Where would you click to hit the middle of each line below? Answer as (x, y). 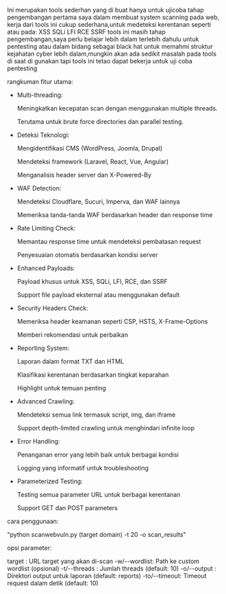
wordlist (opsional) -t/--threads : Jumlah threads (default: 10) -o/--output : (112, 569)
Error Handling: (38, 441)
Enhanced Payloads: (46, 268)
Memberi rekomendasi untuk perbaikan (73, 335)
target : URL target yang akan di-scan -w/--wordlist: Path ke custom (103, 561)
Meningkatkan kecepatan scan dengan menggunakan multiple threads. (117, 108)
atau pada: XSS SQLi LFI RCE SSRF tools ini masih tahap (86, 32)
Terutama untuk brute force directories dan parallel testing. (100, 122)
